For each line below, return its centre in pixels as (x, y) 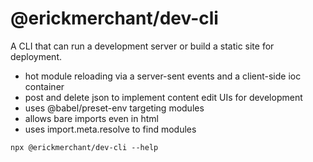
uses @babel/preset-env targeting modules (114, 108)
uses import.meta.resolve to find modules (110, 129)
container (44, 86)
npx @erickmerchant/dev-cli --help (84, 147)
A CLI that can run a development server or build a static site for (142, 46)
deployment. (36, 56)
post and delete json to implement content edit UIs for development (163, 97)
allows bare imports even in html (91, 118)
